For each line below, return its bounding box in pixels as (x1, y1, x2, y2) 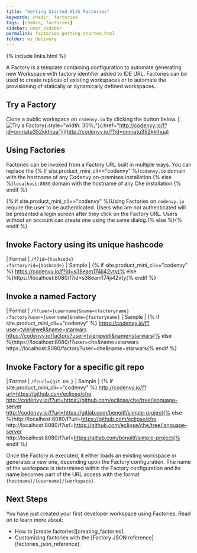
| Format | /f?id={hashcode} (6, 256, 74, 263)
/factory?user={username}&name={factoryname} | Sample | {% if (6, 313, 160, 321)
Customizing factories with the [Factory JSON (14, 533, 127, 541)
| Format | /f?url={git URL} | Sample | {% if (6, 378, 114, 385)
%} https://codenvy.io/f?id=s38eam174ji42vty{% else (6, 268, 137, 275)
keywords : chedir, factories (6, 14, 78, 20)
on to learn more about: (6, 516, 64, 523)
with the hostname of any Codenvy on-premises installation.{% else (6, 173, 172, 180)
